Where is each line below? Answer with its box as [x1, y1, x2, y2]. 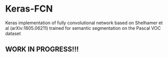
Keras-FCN [5, 3, 53, 15]
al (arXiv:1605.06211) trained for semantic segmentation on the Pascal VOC [5, 25, 161, 31]
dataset [5, 30, 21, 36]
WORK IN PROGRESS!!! [5, 45, 79, 53]
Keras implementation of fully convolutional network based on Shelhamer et [5, 20, 163, 26]
